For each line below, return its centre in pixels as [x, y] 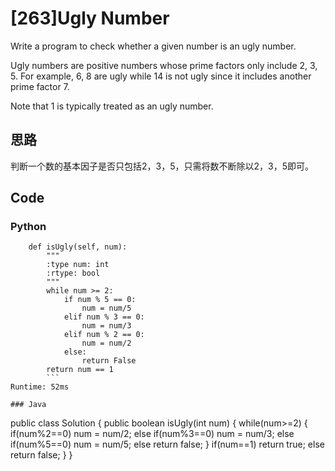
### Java [28, 405]
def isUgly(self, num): [78, 247]
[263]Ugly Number [90, 18]
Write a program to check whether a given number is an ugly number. [153, 46]
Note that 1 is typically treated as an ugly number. [112, 106]
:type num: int [78, 265]
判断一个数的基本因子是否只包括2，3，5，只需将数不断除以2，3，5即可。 [162, 166]
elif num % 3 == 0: [104, 317]
